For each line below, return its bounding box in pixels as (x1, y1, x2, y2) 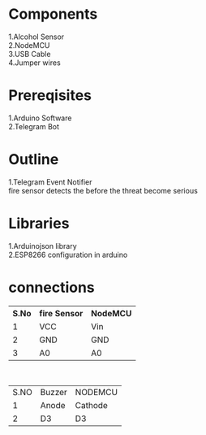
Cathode (75, 399, 108, 411)
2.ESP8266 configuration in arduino (8, 250, 128, 259)
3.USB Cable (8, 49, 51, 59)
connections (8, 278, 95, 297)
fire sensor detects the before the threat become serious (8, 185, 199, 195)
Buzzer (40, 386, 67, 398)
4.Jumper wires (8, 58, 61, 67)
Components (8, 5, 98, 24)
